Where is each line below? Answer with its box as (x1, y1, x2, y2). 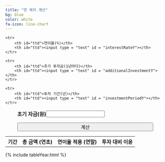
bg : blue (5, 12, 24, 17)
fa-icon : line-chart (5, 21, 49, 27)
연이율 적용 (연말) (57, 139, 97, 146)
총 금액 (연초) (22, 139, 53, 146)
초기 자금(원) (17, 111, 47, 118)
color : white (5, 17, 33, 22)
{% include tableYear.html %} (5, 152, 67, 158)
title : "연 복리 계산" (5, 7, 48, 13)
